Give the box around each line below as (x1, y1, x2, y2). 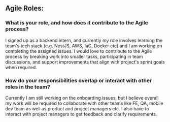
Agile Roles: (5, 4, 44, 13)
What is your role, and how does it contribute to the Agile (5, 19, 148, 26)
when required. (5, 64, 37, 70)
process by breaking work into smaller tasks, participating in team (5, 53, 143, 59)
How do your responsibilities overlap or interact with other (5, 77, 152, 84)
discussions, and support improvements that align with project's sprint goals (5, 58, 165, 65)
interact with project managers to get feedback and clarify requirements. (5, 111, 157, 117)
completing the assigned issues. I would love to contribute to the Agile (5, 48, 152, 54)
